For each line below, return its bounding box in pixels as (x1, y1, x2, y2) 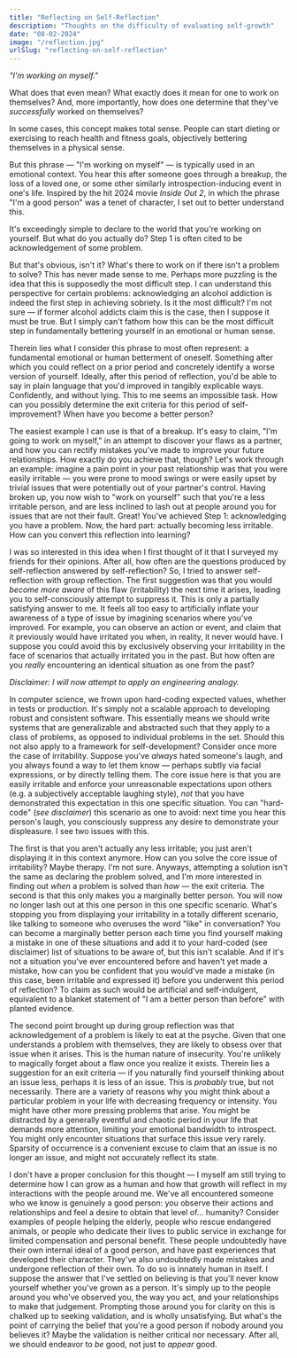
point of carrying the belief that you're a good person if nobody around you (9, 1320, 284, 1331)
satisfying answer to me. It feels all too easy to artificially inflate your (9, 604, 259, 614)
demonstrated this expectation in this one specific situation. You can (9, 798, 259, 808)
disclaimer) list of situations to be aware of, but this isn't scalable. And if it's (9, 947, 285, 957)
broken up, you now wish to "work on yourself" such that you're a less (9, 492, 265, 503)
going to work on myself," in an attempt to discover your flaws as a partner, (9, 435, 283, 446)
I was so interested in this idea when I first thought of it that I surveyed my (9, 547, 278, 558)
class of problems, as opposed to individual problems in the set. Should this (9, 732, 285, 743)
